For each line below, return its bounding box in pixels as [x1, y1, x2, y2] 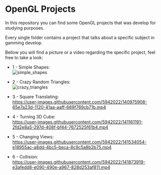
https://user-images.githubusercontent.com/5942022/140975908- [12, 99, 147, 105]
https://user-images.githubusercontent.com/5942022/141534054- [12, 139, 147, 145]
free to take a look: [5, 54, 43, 60]
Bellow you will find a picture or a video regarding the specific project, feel [5, 49, 156, 55]
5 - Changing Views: [12, 134, 54, 140]
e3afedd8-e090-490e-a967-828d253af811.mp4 [12, 164, 110, 170]
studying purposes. [5, 25, 45, 31]
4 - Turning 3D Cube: [12, 113, 55, 119]
